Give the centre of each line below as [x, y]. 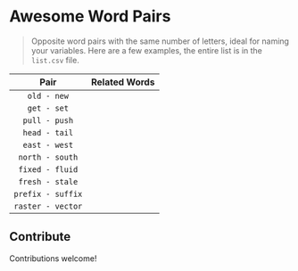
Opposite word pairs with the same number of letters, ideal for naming [160, 41]
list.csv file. [55, 60]
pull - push [48, 120]
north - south [48, 157]
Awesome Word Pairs [90, 16]
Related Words [123, 82]
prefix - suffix [48, 194]
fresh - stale [48, 181]
